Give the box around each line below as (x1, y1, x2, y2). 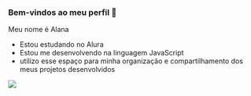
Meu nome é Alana (8, 25, 69, 34)
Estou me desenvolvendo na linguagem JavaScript (19, 48, 184, 58)
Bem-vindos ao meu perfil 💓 (8, 7, 117, 18)
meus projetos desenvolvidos (19, 65, 116, 74)
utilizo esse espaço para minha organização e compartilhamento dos (19, 56, 244, 66)
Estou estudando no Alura (19, 40, 104, 49)
